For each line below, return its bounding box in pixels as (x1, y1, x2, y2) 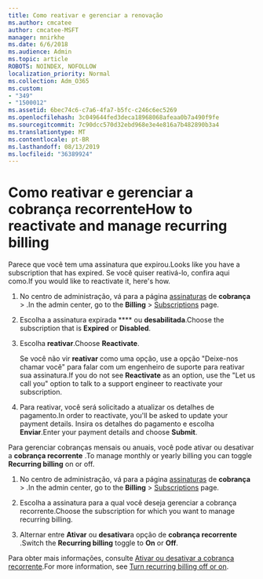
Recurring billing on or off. (8, 460, 95, 469)
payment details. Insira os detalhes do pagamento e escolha (19, 419, 214, 428)
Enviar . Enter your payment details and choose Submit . (19, 428, 198, 437)
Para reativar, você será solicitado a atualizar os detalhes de (19, 402, 214, 412)
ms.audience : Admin (8, 48, 72, 56)
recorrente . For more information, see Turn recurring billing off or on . (8, 562, 229, 571)
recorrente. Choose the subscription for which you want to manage (19, 507, 236, 516)
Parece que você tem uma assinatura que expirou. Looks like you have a (8, 260, 241, 269)
